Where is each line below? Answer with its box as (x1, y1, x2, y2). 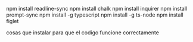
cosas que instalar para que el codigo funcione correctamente (6, 29, 160, 36)
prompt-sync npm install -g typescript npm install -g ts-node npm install (6, 11, 183, 18)
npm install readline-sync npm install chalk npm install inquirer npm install (6, 5, 188, 12)
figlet (6, 18, 19, 24)
